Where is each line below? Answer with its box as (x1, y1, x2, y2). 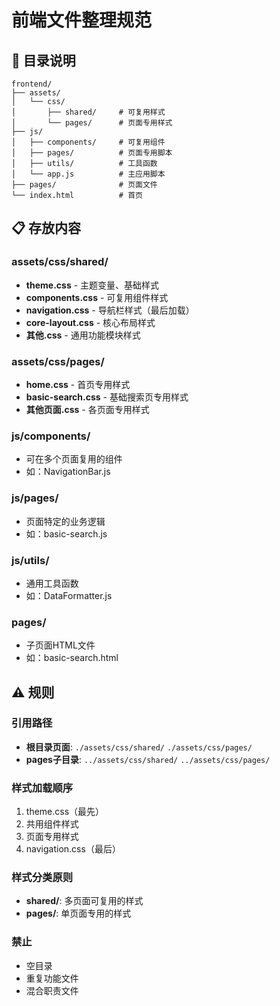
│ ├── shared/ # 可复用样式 (11, 107, 166, 117)
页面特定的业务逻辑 (25, 515, 106, 527)
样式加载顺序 (11, 781, 74, 795)
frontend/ (11, 79, 53, 89)
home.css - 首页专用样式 (25, 378, 131, 390)
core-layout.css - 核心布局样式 (25, 316, 156, 328)
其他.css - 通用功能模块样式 (25, 329, 141, 341)
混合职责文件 (25, 984, 79, 996)
